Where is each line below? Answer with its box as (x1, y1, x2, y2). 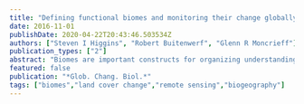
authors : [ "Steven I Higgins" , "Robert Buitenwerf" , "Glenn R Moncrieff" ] (9, 38, 298, 48)
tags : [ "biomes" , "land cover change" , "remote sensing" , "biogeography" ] (9, 80, 285, 90)
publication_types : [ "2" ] (9, 47, 107, 56)
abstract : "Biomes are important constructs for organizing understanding (9, 55, 298, 64)
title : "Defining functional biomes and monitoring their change (9, 13, 261, 23)
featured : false (9, 64, 71, 73)
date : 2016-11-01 (9, 22, 75, 31)
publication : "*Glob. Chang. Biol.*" (9, 72, 152, 81)
